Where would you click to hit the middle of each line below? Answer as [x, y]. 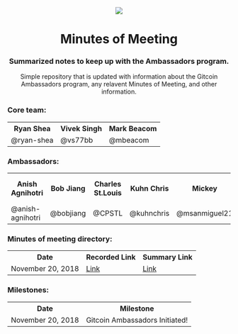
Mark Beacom [133, 128]
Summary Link [168, 257]
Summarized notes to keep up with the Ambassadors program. [119, 62]
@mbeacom [129, 140]
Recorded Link [111, 257]
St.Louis [108, 193]
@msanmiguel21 [205, 213]
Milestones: [28, 290]
